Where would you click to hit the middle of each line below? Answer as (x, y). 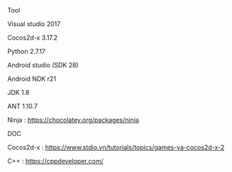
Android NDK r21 (32, 79)
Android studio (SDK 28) (43, 65)
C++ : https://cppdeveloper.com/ (56, 161)
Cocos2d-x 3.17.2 (33, 38)
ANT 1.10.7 (22, 106)
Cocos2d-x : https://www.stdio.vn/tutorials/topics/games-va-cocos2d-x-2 (116, 147)
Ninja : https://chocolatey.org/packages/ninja (73, 120)
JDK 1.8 (18, 92)
